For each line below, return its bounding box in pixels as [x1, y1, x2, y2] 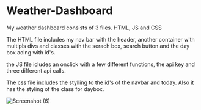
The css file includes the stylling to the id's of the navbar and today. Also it [6, 79, 194, 86]
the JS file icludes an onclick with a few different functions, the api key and [6, 61, 196, 68]
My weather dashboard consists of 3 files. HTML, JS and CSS [6, 24, 162, 31]
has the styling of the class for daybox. [6, 85, 104, 92]
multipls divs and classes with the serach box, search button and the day [6, 42, 190, 50]
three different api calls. [6, 67, 66, 74]
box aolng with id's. [6, 48, 56, 56]
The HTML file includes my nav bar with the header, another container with [6, 35, 195, 43]
